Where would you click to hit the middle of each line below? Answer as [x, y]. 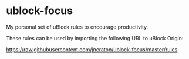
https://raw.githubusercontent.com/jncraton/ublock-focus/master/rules [92, 49]
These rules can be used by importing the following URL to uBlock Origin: [95, 38]
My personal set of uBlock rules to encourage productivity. [77, 27]
